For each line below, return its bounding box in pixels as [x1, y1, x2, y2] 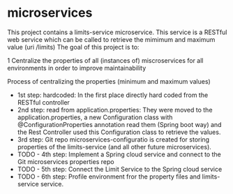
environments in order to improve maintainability [7, 64, 146, 72]
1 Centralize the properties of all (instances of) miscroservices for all [7, 56, 204, 64]
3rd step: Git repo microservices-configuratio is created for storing [17, 135, 210, 144]
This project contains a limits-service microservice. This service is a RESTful [7, 28, 227, 36]
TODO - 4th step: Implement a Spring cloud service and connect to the [17, 150, 221, 158]
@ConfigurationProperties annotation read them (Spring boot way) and [17, 120, 222, 128]
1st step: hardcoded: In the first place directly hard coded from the [17, 91, 209, 99]
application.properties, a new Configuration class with [17, 113, 173, 121]
